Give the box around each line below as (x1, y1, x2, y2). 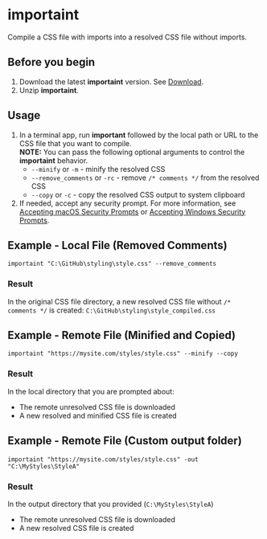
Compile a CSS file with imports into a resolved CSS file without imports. (7, 32, 247, 42)
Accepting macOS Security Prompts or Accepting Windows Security (18, 206, 246, 216)
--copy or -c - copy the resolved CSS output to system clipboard (31, 190, 245, 199)
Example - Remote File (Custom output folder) (7, 434, 242, 447)
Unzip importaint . (18, 85, 80, 95)
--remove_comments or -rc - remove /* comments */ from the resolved (31, 173, 260, 182)
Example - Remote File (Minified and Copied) (7, 329, 236, 342)
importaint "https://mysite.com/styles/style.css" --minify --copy (7, 349, 239, 358)
